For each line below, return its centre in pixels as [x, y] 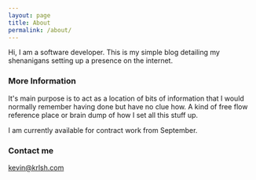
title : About [29, 23]
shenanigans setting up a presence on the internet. [91, 61]
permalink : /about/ [40, 30]
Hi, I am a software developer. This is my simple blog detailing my [114, 53]
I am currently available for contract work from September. [103, 130]
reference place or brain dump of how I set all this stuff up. [103, 115]
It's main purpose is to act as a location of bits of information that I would [126, 98]
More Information [42, 81]
